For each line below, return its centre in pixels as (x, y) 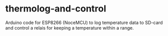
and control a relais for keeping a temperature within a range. (70, 27)
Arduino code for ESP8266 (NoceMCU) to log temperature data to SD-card (84, 22)
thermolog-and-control (56, 9)
